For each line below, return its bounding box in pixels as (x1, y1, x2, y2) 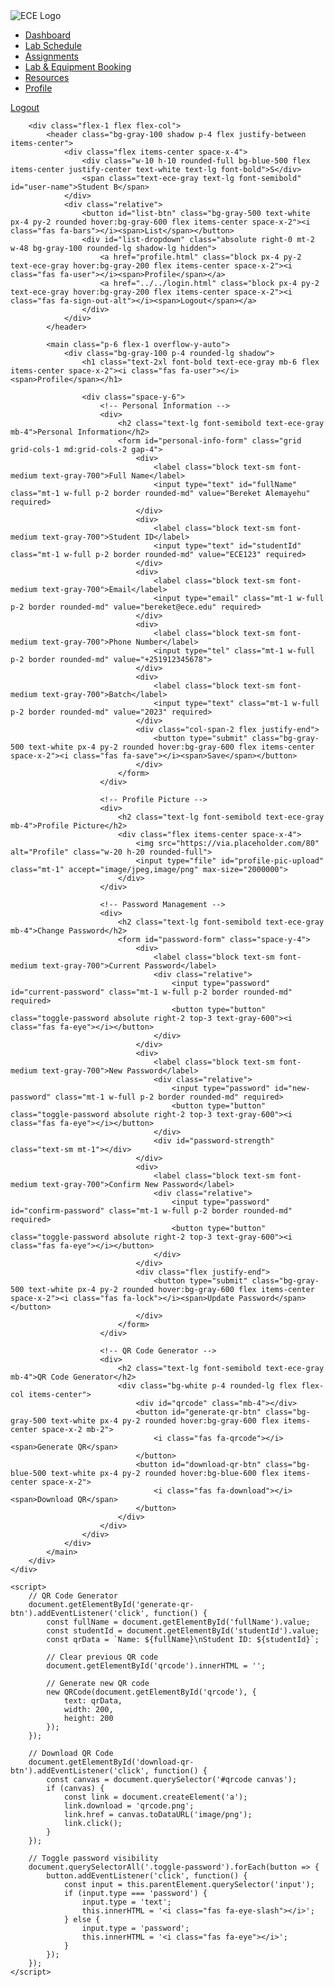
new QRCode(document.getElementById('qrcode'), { (46, 1687, 257, 1697)
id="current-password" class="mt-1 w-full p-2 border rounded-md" (10, 987, 293, 997)
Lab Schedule (24, 40, 82, 51)
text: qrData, (63, 1696, 123, 1706)
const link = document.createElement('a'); (63, 1792, 248, 1802)
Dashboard (24, 29, 72, 41)
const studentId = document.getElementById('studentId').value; (46, 1626, 320, 1636)
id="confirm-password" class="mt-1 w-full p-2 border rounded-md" (10, 1206, 293, 1216)
